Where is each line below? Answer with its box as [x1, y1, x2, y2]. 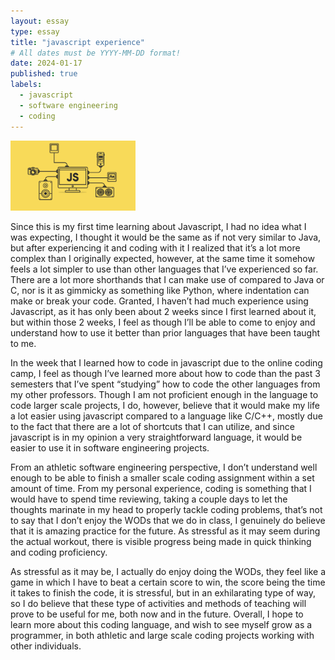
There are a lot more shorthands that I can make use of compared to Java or [10, 273, 325, 285]
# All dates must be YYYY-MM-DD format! [10, 48, 182, 58]
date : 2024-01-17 [10, 58, 83, 69]
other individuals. [10, 640, 82, 652]
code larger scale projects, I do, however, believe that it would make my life [10, 399, 321, 411]
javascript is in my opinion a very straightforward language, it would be [10, 431, 303, 443]
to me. [10, 337, 37, 349]
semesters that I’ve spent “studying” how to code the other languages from [10, 378, 321, 390]
